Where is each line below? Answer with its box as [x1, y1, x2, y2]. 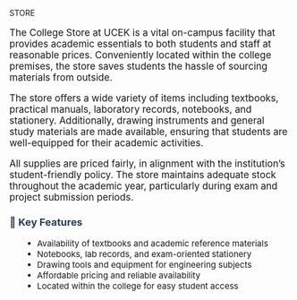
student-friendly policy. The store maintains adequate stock [9, 169, 276, 181]
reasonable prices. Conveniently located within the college [9, 49, 272, 61]
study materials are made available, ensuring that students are [9, 125, 288, 138]
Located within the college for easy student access [37, 280, 239, 292]
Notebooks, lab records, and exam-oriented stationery [37, 248, 252, 260]
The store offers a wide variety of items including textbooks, [9, 92, 279, 104]
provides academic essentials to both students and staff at [9, 38, 272, 50]
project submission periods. [9, 192, 134, 203]
